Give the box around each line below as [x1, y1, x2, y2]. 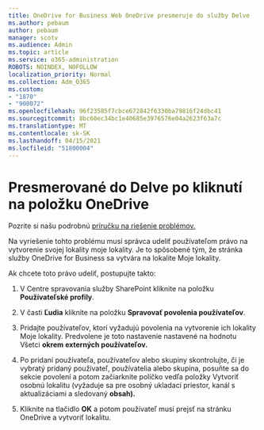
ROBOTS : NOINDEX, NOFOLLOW [8, 63, 98, 71]
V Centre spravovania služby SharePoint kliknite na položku [19, 284, 214, 294]
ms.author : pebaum [8, 19, 69, 27]
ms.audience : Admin [8, 41, 73, 49]
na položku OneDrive [8, 195, 149, 213]
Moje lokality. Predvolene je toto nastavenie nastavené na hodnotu [19, 332, 237, 341]
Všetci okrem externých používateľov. [19, 340, 148, 349]
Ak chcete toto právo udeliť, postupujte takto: [8, 268, 156, 278]
